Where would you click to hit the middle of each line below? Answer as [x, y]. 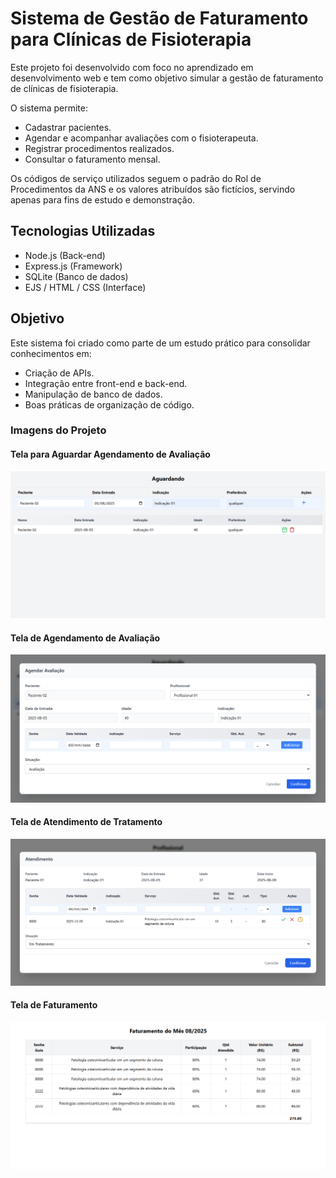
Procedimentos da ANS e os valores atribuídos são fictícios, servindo [153, 189]
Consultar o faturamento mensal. [92, 159]
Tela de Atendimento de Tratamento [86, 822]
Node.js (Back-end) [65, 255]
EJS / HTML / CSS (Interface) [85, 287]
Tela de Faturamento [54, 1005]
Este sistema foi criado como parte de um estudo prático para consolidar [160, 343]
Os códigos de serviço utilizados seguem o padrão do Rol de [136, 178]
